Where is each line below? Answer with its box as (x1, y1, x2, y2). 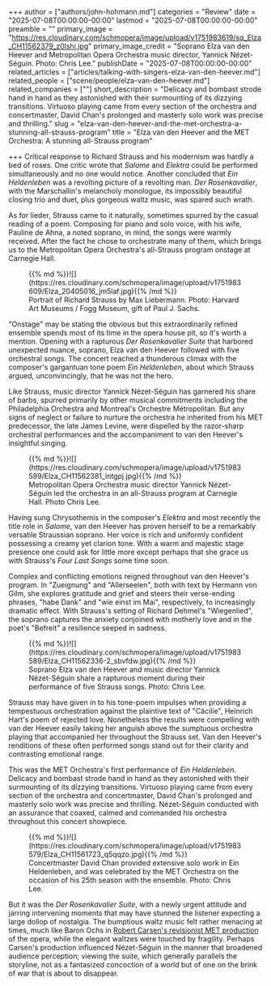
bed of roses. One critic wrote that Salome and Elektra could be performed (8, 160, 258, 169)
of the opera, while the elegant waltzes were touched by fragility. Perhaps (8, 934, 255, 943)
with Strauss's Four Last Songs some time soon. (8, 556, 170, 566)
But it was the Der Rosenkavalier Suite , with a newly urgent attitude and (8, 899, 247, 909)
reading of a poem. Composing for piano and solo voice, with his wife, (8, 219, 242, 228)
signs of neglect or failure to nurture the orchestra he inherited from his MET (8, 412, 264, 422)
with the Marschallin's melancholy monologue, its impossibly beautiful (8, 186, 243, 195)
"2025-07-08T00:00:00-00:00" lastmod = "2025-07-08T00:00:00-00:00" (8, 15, 258, 25)
